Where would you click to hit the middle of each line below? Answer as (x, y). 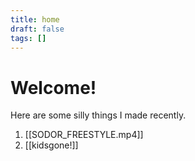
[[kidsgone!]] (51, 145)
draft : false (37, 29)
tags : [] (28, 38)
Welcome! (53, 87)
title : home (35, 19)
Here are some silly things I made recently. (98, 115)
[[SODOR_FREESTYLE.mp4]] (84, 135)
